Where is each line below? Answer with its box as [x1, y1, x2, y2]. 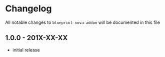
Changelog [5, 3, 52, 14]
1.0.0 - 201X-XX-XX [5, 34, 68, 42]
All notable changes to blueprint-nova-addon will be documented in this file [5, 19, 160, 25]
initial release [12, 47, 40, 53]
